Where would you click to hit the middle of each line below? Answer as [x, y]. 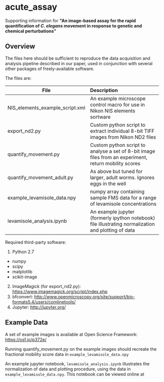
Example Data [27, 322]
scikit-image [25, 277]
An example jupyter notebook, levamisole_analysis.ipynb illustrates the [77, 363]
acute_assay [31, 7]
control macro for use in [117, 104]
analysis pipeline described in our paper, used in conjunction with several [79, 63]
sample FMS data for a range [123, 197]
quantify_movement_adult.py [41, 177]
